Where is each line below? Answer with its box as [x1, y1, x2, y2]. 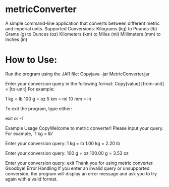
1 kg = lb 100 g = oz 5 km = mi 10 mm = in [5, 96, 92, 102]
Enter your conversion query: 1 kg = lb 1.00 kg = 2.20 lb [5, 140, 120, 146]
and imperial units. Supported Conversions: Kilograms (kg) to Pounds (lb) [5, 25, 157, 31]
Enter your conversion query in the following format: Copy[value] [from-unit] [5, 80, 164, 86]
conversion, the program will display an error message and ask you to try [5, 170, 157, 176]
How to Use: [5, 54, 58, 66]
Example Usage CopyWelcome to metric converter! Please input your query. [5, 125, 164, 131]
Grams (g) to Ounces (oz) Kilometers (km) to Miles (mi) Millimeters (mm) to [5, 31, 161, 37]
